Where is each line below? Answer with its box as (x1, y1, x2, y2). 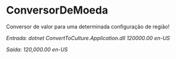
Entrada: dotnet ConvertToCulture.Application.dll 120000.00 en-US (6, 34, 170, 41)
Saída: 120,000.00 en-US (6, 45, 68, 53)
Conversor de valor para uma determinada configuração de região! (6, 23, 170, 30)
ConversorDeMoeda (6, 4, 108, 17)
